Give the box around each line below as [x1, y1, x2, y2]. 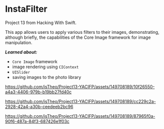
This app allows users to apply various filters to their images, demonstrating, [5, 29, 160, 35]
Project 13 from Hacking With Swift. [5, 20, 77, 26]
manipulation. [5, 39, 33, 45]
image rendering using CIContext [12, 64, 79, 70]
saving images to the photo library [12, 74, 82, 80]
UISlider [12, 70, 30, 75]
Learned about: [5, 49, 38, 55]
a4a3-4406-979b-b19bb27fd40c [5, 89, 72, 95]
